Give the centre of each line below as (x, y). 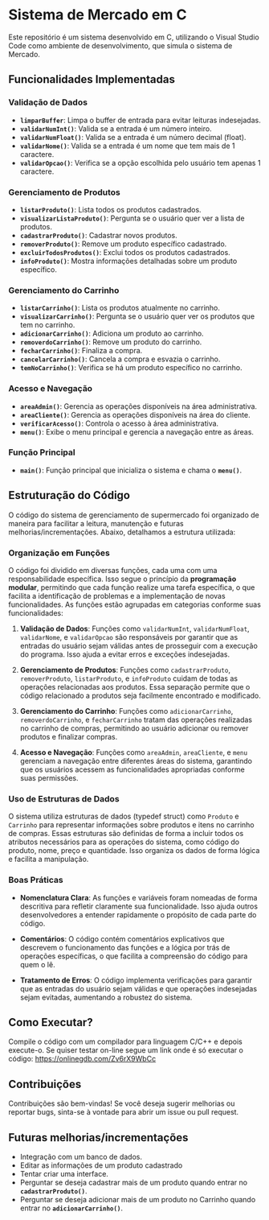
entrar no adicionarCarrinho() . (71, 1208)
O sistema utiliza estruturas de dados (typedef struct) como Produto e (124, 816)
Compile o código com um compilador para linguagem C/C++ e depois (125, 1042)
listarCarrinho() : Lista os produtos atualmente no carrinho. (120, 308)
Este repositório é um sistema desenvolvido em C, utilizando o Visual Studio (134, 37)
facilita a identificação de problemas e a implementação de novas (117, 596)
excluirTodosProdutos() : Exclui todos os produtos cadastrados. (125, 252)
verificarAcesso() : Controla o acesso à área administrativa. (119, 423)
